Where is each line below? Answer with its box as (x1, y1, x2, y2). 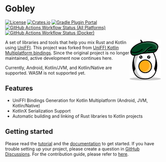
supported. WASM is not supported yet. (5, 70, 86, 76)
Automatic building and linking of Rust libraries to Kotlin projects (12, 113, 143, 119)
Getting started (5, 127, 53, 136)
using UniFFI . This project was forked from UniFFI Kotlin (5, 44, 119, 50)
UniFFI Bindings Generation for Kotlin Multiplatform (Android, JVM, (12, 97, 148, 103)
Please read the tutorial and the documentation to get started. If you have (5, 140, 155, 146)
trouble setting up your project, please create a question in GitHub (5, 146, 140, 152)
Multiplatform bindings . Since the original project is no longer (5, 50, 129, 56)
